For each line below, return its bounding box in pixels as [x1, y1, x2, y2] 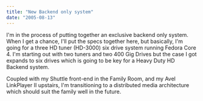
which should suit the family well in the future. [6, 88, 122, 95]
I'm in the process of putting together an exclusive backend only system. [6, 31, 188, 38]
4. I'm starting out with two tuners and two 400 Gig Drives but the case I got [6, 50, 197, 57]
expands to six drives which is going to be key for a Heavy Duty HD [6, 57, 175, 64]
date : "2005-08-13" [6, 15, 56, 21]
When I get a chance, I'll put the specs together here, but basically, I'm [6, 37, 184, 45]
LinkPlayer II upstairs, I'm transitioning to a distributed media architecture [6, 81, 190, 88]
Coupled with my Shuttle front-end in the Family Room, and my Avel [6, 75, 176, 82]
